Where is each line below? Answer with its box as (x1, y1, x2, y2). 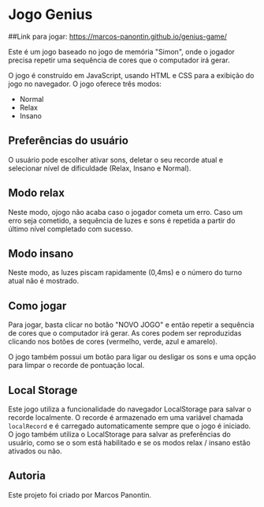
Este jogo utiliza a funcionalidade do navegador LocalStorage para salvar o (8, 404, 252, 414)
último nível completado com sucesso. (8, 223, 134, 234)
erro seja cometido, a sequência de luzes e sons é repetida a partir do (8, 216, 236, 225)
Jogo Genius (8, 6, 93, 24)
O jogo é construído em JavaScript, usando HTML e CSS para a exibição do (8, 70, 255, 80)
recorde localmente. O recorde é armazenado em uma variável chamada (8, 413, 244, 422)
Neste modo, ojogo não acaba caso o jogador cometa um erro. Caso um (8, 207, 243, 216)
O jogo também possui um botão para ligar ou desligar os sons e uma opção (8, 352, 256, 362)
